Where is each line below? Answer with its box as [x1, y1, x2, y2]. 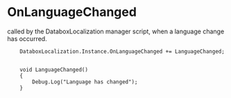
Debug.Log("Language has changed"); [32, 78, 138, 85]
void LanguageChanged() [19, 66, 89, 73]
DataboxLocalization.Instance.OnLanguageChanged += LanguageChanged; [19, 48, 225, 55]
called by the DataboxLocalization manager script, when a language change [7, 27, 225, 35]
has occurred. [7, 34, 47, 42]
